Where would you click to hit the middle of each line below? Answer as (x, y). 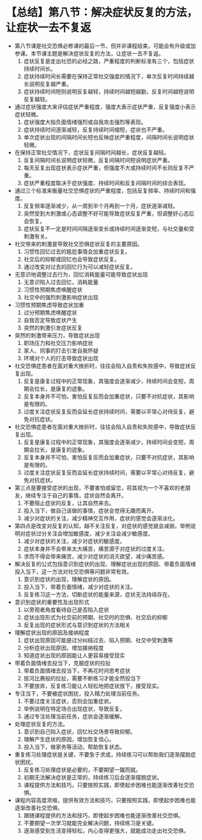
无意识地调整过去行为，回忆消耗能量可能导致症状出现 (81, 274)
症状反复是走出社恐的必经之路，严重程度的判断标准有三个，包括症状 (109, 61)
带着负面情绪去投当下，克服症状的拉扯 (62, 663)
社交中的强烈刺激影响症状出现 (61, 297)
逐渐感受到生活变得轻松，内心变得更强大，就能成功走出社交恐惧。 (106, 830)
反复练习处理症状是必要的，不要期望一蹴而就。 (82, 769)
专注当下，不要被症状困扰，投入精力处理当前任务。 (78, 693)
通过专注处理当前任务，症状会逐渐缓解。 (74, 716)
